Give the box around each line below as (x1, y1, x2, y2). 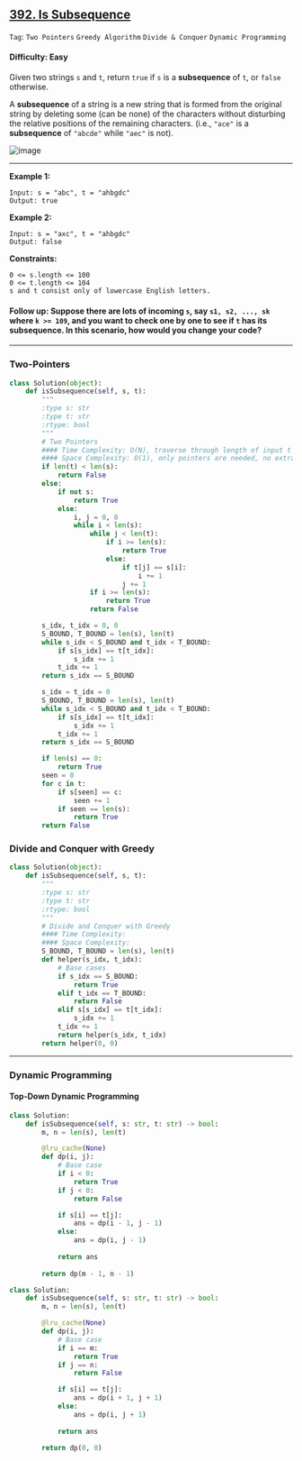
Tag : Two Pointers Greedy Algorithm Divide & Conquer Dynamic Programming (9, 31, 287, 41)
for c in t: (41, 779, 87, 788)
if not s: (57, 487, 94, 497)
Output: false (9, 238, 63, 247)
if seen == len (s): (57, 804, 130, 814)
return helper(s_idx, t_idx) (57, 1030, 167, 1039)
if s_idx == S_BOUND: (57, 972, 139, 981)
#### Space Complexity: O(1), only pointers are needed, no (41, 454, 271, 463)
